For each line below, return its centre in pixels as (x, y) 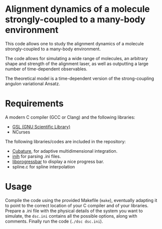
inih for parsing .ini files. (37, 156)
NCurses (21, 132)
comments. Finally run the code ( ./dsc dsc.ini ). (54, 221)
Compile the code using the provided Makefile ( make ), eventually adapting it (81, 200)
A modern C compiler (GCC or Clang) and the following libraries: (70, 117)
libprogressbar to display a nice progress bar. (58, 162)
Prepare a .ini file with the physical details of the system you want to (74, 211)
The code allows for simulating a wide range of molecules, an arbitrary (77, 58)
